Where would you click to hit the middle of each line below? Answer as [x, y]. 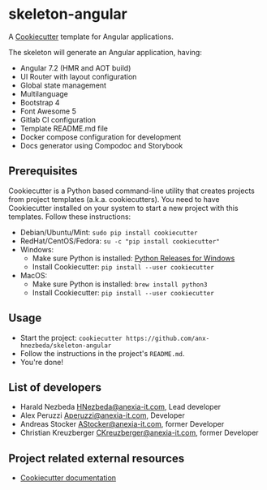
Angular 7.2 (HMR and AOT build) [75, 68]
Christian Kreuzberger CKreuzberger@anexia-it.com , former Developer [139, 433]
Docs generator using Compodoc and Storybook [101, 145]
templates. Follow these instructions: [70, 217]
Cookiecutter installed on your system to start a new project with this [123, 208]
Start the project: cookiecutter [71, 337]
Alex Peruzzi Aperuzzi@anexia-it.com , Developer [102, 415]
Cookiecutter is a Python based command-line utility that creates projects [132, 191]
